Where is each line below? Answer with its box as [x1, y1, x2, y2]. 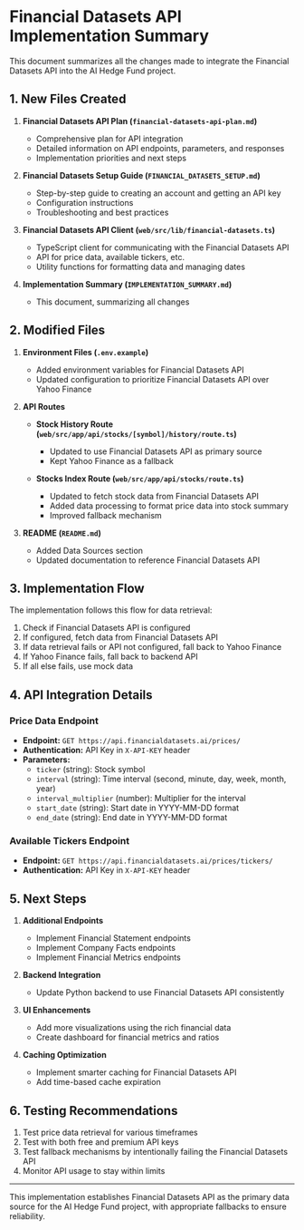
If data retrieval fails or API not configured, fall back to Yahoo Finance [22, 642, 282, 653]
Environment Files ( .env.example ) [22, 346, 149, 357]
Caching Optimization [22, 1050, 107, 1061]
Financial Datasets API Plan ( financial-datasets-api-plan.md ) [22, 115, 258, 126]
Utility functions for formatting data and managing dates [35, 261, 246, 272]
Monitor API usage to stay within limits [22, 1165, 166, 1176]
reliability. [9, 1210, 45, 1221]
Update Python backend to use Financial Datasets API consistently [35, 987, 285, 998]
